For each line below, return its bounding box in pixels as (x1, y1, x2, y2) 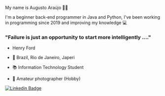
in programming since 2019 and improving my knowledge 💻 (5, 20, 127, 26)
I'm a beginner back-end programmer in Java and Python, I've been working (5, 14, 160, 20)
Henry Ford (12, 45, 35, 51)
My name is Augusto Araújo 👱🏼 (5, 5, 68, 10)
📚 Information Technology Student (12, 64, 84, 70)
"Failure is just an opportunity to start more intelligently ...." (5, 33, 151, 40)
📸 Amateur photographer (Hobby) (12, 76, 81, 82)
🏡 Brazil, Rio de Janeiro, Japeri (12, 55, 75, 61)
